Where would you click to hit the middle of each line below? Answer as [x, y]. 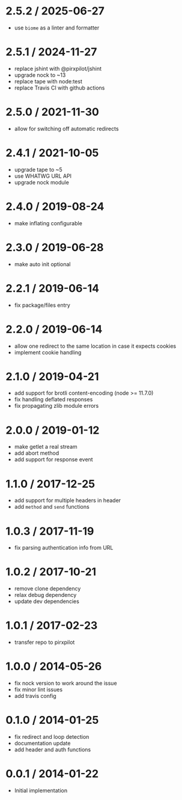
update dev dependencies [47, 601]
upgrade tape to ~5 [38, 169]
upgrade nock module [42, 182]
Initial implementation [41, 790]
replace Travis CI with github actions [59, 88]
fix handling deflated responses [53, 399]
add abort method [37, 453]
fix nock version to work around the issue [66, 683]
